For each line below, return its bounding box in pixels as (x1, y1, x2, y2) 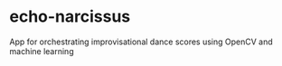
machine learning (9, 45, 74, 56)
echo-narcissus (9, 6, 131, 27)
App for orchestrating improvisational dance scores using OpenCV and (9, 36, 273, 47)
